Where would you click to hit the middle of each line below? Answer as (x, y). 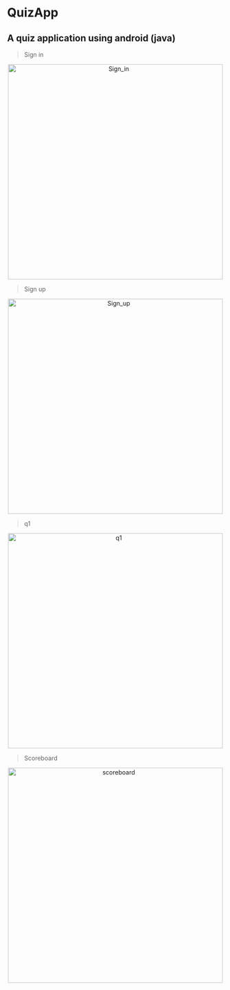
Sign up (35, 289)
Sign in (34, 54)
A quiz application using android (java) (92, 38)
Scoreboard (41, 758)
